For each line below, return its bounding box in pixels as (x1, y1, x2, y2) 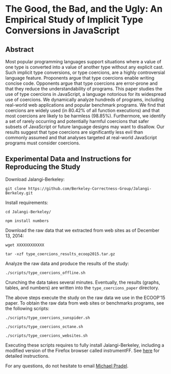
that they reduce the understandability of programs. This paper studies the (5, 86, 162, 92)
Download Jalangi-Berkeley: (5, 176, 65, 182)
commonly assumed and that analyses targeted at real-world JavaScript (5, 135, 157, 140)
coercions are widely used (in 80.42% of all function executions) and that (5, 108, 160, 113)
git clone (5, 186, 27, 191)
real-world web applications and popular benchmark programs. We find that (5, 102, 165, 108)
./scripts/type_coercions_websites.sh (5, 333, 88, 338)
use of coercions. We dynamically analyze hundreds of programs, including (5, 96, 164, 103)
